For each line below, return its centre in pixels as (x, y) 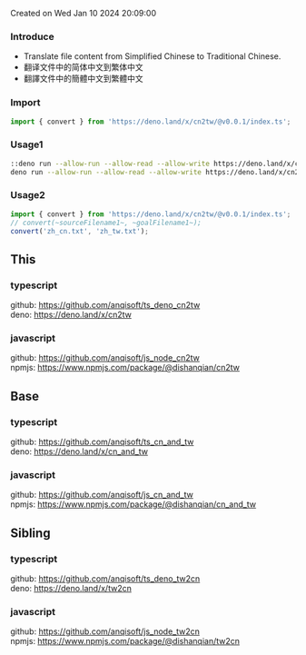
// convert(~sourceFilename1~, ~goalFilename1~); (106, 223)
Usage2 (28, 195)
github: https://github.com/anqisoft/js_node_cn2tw (105, 358)
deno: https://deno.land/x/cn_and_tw (79, 452)
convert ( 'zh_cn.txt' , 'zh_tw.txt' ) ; (79, 231)
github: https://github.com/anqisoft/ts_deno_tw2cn (105, 579)
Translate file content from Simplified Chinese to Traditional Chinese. (152, 56)
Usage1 (27, 144)
